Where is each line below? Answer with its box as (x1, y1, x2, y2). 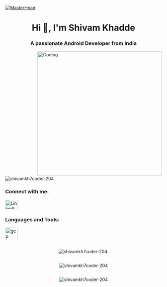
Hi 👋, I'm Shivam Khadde (31, 22, 136, 33)
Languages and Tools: (5, 216, 60, 223)
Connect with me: (5, 188, 49, 195)
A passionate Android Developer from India (30, 40, 137, 47)
